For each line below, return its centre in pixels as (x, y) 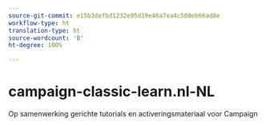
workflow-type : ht (39, 23)
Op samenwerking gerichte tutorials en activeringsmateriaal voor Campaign (133, 114)
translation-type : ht (44, 30)
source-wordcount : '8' (46, 38)
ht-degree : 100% (35, 45)
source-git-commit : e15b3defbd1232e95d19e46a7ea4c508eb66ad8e (114, 16)
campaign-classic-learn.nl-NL (111, 92)
